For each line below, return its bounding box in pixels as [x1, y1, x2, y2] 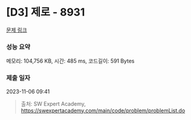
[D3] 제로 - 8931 [6, 5, 85, 19]
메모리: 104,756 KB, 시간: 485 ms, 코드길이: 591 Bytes [6, 57, 135, 64]
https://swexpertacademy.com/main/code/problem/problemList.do [20, 107, 186, 114]
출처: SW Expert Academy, [20, 100, 86, 107]
